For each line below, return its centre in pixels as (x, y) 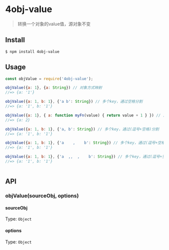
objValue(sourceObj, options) (42, 196)
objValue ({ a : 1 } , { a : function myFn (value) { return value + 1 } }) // (83, 115)
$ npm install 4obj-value (32, 51)
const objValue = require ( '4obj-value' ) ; (49, 79)
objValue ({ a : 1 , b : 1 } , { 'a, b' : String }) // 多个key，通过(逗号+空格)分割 (82, 129)
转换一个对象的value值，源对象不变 (54, 24)
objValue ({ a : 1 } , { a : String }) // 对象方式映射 (54, 88)
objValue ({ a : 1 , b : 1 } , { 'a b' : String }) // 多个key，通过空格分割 (74, 102)
